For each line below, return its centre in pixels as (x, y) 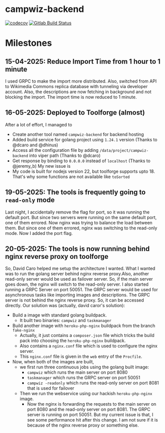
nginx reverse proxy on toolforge (57, 257)
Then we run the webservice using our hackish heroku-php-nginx (86, 394)
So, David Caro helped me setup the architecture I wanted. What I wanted (80, 269)
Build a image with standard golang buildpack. (59, 315)
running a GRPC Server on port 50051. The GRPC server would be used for (82, 290)
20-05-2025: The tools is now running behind (78, 249)
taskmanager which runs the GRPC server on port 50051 (83, 378)
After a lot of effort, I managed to (39, 124)
